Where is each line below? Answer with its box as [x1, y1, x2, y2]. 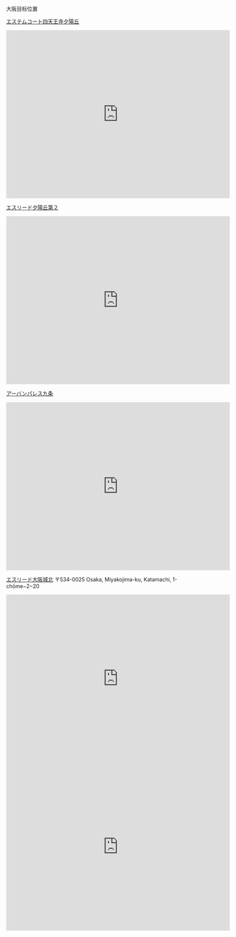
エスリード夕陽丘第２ [6, 204, 58, 211]
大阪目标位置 [6, 5, 38, 12]
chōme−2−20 [6, 583, 40, 590]
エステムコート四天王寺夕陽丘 [6, 18, 79, 25]
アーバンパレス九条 [6, 390, 54, 397]
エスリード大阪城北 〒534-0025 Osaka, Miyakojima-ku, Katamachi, [6, 576, 172, 583]
